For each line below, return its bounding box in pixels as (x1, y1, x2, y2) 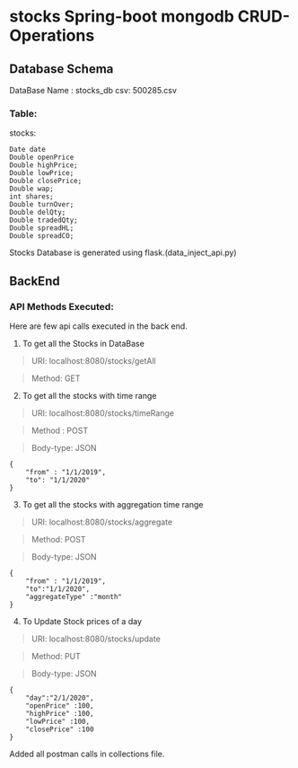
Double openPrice (9, 153, 74, 163)
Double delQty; (9, 208, 66, 217)
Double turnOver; (9, 200, 74, 209)
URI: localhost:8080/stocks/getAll (31, 355, 156, 366)
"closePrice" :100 (25, 725, 94, 734)
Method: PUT (31, 650, 81, 661)
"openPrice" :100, (25, 701, 94, 711)
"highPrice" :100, (25, 709, 94, 718)
